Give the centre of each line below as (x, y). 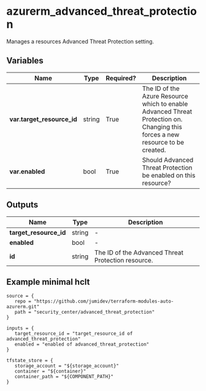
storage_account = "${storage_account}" (67, 366)
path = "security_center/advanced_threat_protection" (85, 312)
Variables (25, 61)
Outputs (22, 205)
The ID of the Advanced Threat (139, 252)
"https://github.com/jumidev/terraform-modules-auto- (104, 302)
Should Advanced (168, 160)
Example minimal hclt (48, 282)
